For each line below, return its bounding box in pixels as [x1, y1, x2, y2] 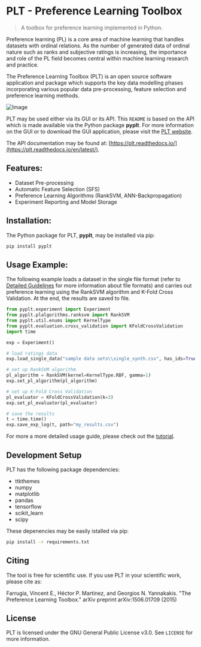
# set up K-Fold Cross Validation [6, 389, 93, 395]
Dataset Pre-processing [14, 179, 74, 186]
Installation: [6, 216, 52, 226]
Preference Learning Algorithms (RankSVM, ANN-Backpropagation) [14, 192, 182, 199]
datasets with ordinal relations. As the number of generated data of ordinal [6, 42, 190, 49]
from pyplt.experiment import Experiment [6, 306, 111, 312]
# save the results [6, 411, 55, 417]
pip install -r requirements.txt [6, 538, 90, 545]
